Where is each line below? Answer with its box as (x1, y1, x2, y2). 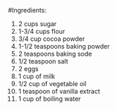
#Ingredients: (8, 6, 47, 14)
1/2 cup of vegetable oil (18, 80, 87, 87)
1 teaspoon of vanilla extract (18, 87, 101, 95)
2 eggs (18, 65, 39, 73)
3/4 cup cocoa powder (18, 35, 85, 43)
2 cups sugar (18, 20, 57, 28)
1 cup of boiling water (18, 94, 81, 103)
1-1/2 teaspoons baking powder (18, 42, 110, 50)
